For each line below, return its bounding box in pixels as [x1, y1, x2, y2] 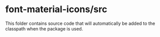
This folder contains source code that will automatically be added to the [5, 20, 155, 26]
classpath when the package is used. [5, 25, 83, 31]
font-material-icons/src [5, 4, 108, 15]
